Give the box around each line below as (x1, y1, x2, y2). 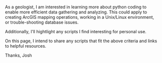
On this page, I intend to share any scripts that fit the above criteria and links (5, 38, 157, 44)
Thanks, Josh (5, 52, 32, 58)
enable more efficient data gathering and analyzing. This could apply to (5, 9, 147, 15)
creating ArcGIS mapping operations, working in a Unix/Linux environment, (5, 14, 154, 20)
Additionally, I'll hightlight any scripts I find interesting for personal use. (5, 29, 147, 34)
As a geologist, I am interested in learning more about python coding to (5, 4, 147, 10)
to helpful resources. (5, 43, 46, 49)
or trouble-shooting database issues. (5, 19, 79, 25)
